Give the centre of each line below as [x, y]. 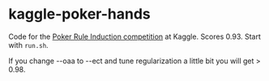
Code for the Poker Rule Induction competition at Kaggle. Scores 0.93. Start [135, 36]
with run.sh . [28, 45]
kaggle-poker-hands [80, 14]
